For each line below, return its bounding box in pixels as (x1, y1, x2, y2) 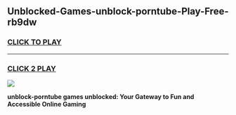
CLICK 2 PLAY (7, 63, 56, 73)
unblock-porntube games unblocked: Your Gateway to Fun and (7, 92, 195, 100)
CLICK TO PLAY (7, 38, 62, 47)
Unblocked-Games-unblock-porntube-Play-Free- (7, 6, 229, 17)
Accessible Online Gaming (7, 100, 86, 108)
